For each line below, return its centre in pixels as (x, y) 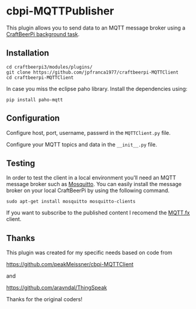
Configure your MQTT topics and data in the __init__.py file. (82, 144)
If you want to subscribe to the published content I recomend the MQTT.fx (98, 213)
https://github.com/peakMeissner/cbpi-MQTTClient (70, 264)
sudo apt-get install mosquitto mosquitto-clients (71, 202)
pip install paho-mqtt (35, 100)
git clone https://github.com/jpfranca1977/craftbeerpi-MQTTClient (93, 72)
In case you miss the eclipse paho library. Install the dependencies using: (97, 89)
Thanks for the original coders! (44, 299)
